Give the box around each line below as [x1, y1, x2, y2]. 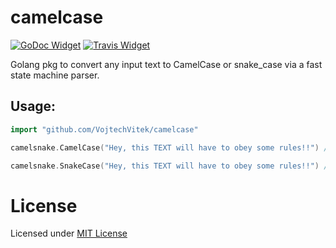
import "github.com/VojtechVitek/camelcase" [10, 124, 199, 135]
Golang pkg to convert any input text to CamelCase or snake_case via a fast [10, 58, 323, 70]
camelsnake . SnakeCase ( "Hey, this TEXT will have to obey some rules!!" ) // [10, 161, 333, 171]
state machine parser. [10, 69, 100, 81]
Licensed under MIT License [10, 227, 128, 240]
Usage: [10, 98, 57, 115]
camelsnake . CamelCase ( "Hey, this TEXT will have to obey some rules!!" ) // [10, 142, 333, 153]
